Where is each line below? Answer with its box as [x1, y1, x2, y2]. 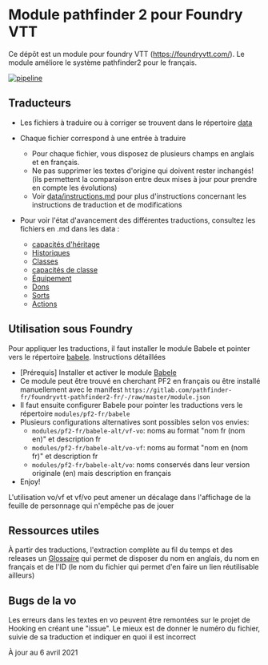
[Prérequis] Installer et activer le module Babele [19, 367, 178, 377]
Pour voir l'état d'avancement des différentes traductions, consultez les [19, 215, 256, 225]
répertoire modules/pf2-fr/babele [19, 409, 130, 418]
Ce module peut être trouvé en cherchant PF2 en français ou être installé [19, 376, 261, 385]
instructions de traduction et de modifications [31, 199, 182, 209]
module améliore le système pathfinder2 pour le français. [8, 58, 198, 67]
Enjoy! [19, 477, 41, 486]
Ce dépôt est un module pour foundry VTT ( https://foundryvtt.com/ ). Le [8, 49, 246, 58]
